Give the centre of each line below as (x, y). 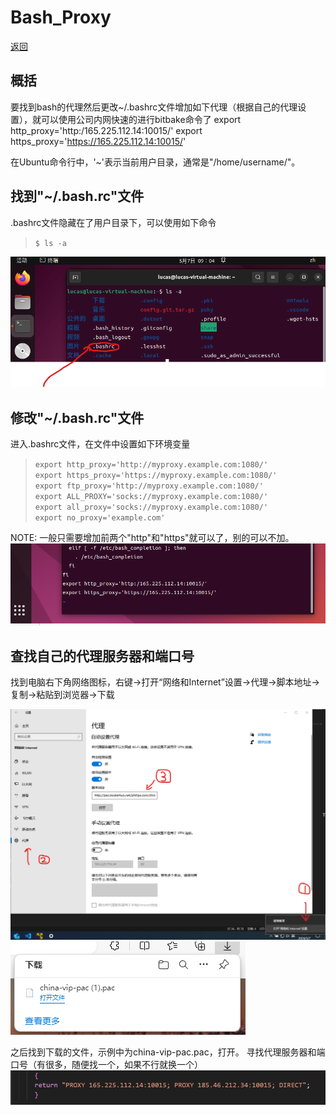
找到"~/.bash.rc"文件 (77, 196)
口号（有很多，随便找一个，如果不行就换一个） (106, 1064)
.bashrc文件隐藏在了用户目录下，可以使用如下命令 (113, 222)
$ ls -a (50, 243)
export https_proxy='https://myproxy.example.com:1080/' (156, 476)
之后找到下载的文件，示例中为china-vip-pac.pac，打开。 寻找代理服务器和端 (168, 1052)
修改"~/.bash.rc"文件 (77, 417)
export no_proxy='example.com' (100, 518)
